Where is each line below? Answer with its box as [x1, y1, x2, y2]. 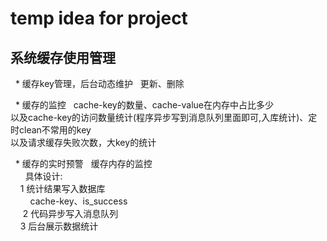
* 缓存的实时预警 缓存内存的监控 [14, 158, 153, 169]
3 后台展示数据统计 [19, 220, 99, 232]
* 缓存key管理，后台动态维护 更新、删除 [14, 78, 185, 89]
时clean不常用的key [10, 124, 92, 136]
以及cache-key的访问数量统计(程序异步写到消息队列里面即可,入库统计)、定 [10, 112, 318, 123]
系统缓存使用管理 [10, 49, 116, 66]
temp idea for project [10, 7, 188, 30]
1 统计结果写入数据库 [19, 183, 106, 194]
